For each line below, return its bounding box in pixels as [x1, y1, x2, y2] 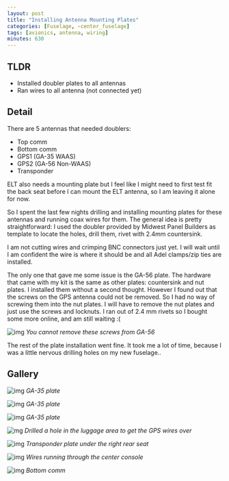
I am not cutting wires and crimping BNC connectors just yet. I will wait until [7, 243, 220, 251]
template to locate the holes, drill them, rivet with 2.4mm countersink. [7, 230, 203, 238]
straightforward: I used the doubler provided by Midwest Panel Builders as [7, 222, 217, 230]
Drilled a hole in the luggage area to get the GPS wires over [24, 426, 192, 434]
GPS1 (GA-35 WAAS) [16, 152, 77, 160]
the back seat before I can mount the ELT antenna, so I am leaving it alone [7, 187, 215, 195]
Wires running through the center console [26, 453, 144, 461]
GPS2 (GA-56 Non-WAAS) [16, 159, 91, 168]
